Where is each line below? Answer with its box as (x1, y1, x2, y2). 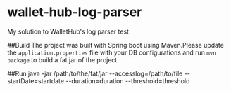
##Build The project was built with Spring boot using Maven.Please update (7, 41, 224, 49)
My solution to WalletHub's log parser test (7, 27, 129, 36)
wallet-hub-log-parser (7, 4, 142, 20)
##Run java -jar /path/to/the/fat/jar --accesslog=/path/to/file (7, 69, 183, 78)
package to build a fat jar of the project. (7, 55, 120, 64)
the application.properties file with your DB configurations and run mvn (7, 48, 216, 57)
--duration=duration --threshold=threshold (65, 76, 190, 85)
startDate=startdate (7, 76, 65, 85)
